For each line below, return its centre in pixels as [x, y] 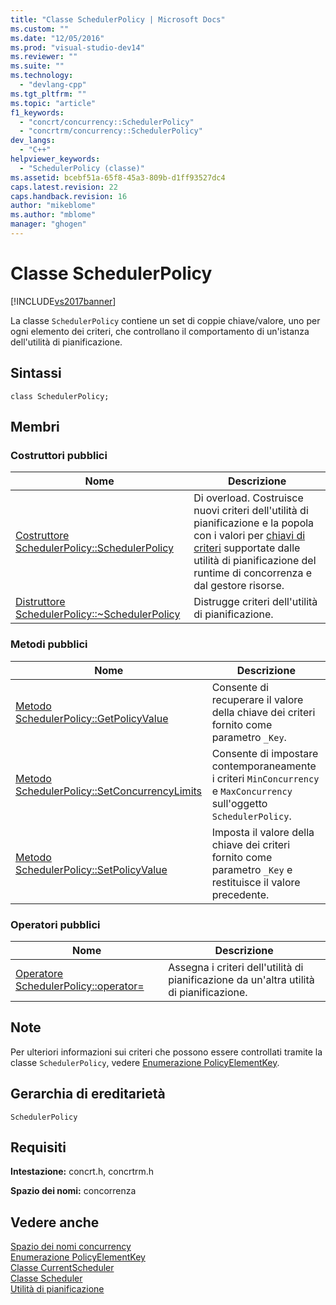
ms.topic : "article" [53, 103]
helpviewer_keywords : [55, 159]
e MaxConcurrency [252, 791]
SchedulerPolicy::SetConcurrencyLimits [109, 791]
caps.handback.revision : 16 [69, 196]
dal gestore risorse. [239, 586]
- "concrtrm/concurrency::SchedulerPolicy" [111, 131]
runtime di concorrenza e [253, 573]
